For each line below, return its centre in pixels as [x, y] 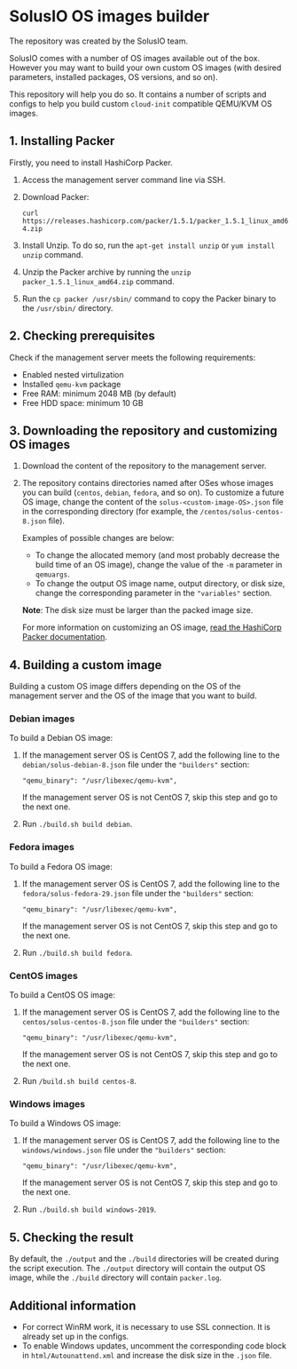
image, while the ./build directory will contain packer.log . [116, 1277]
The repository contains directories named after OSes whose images [148, 483]
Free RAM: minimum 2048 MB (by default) [99, 394]
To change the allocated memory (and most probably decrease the [157, 555]
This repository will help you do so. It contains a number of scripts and [138, 94]
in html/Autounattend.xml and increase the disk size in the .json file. [147, 1355]
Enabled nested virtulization [73, 374]
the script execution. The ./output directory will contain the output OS [137, 1269]
